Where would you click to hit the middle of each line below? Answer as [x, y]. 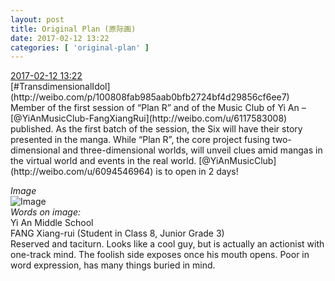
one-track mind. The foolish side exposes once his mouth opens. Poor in [160, 255]
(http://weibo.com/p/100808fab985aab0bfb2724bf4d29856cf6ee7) [150, 97]
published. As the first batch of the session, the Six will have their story [156, 129]
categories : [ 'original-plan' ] [80, 47]
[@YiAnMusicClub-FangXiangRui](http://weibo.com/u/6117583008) [149, 118]
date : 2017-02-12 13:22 [60, 38]
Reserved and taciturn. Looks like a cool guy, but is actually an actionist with [167, 244]
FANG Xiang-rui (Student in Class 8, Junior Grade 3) [117, 233]
